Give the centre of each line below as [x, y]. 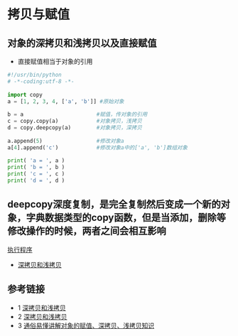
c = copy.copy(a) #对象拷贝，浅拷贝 [75, 121]
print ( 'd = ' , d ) [36, 180]
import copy [25, 94]
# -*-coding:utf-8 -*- [41, 81]
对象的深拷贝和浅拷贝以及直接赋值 [82, 43]
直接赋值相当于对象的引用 [55, 61]
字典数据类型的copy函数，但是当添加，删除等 [126, 218]
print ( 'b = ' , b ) [36, 168]
